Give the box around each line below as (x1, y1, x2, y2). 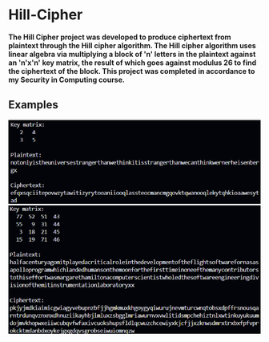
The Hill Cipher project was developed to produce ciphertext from (8, 32, 231, 42)
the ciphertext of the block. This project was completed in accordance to (8, 66, 255, 75)
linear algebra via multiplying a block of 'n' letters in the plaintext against (8, 49, 256, 59)
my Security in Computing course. (8, 75, 126, 84)
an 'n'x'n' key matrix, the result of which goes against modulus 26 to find (8, 58, 257, 67)
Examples (8, 98, 58, 112)
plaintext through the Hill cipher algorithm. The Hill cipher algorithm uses (8, 40, 256, 50)
